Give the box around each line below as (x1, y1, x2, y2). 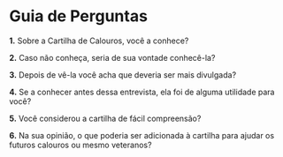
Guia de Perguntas (9, 6, 149, 26)
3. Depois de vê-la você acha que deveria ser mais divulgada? (9, 69, 237, 80)
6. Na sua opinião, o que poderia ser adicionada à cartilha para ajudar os (9, 130, 275, 140)
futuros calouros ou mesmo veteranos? (9, 139, 152, 150)
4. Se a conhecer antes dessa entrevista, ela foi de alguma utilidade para (9, 86, 275, 97)
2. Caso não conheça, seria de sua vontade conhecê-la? (9, 52, 216, 63)
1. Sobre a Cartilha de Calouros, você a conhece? (9, 35, 189, 46)
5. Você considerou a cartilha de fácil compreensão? (9, 113, 202, 123)
